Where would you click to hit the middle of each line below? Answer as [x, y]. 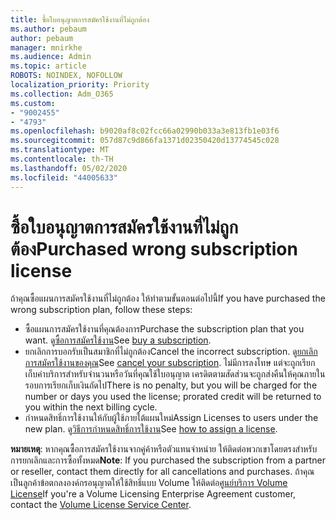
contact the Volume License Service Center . [101, 505]
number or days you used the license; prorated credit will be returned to [173, 397]
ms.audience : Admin [51, 57]
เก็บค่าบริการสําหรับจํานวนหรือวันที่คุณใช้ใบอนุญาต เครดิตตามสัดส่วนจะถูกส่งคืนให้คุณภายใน [175, 374]
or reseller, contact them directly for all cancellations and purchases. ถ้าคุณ [162, 472]
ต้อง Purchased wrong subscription [154, 248]
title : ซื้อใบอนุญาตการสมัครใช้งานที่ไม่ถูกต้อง [80, 19]
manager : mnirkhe [46, 47]
